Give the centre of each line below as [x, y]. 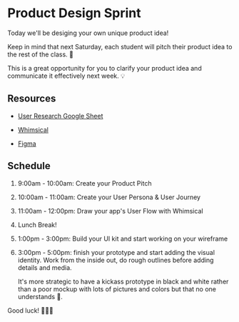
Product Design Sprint [74, 13]
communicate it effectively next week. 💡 [66, 76]
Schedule [29, 166]
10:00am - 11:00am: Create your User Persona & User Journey [109, 197]
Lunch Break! [37, 225]
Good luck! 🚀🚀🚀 [30, 310]
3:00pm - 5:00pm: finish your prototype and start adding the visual [116, 252]
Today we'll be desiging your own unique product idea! [88, 33]
